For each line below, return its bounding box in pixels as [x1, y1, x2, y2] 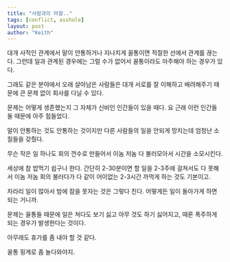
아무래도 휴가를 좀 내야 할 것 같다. [7, 233, 97, 241]
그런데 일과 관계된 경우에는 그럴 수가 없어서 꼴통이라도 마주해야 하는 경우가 [16, 57, 216, 66]
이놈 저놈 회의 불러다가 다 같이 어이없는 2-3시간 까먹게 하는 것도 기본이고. [14, 172, 211, 181]
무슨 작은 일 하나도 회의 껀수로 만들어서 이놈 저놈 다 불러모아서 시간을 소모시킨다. [7, 150, 223, 158]
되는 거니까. [7, 196, 39, 204]
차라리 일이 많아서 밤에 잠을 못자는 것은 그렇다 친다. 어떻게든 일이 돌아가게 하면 [7, 187, 218, 196]
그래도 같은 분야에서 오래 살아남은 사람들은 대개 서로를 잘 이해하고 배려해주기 [7, 80, 213, 89]
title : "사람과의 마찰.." [7, 10, 73, 17]
